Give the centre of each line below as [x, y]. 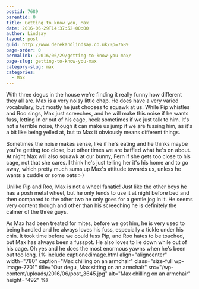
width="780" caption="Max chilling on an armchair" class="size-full [90, 261]
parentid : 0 [21, 17]
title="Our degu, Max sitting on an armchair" [93, 268]
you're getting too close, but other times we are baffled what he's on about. [99, 150]
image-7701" [22, 268]
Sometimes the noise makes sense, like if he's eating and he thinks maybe [97, 144]
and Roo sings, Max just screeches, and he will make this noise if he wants [97, 114]
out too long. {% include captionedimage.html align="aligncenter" [87, 255]
